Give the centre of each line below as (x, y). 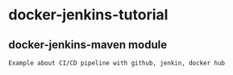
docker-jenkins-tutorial (88, 15)
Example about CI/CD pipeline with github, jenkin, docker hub (117, 63)
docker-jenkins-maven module (88, 45)
